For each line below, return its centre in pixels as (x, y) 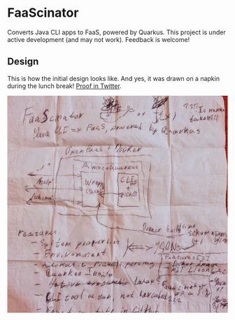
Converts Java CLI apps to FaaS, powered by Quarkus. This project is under (116, 32)
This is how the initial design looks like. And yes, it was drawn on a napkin (114, 78)
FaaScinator (43, 13)
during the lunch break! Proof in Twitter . (65, 86)
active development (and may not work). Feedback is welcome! (99, 39)
